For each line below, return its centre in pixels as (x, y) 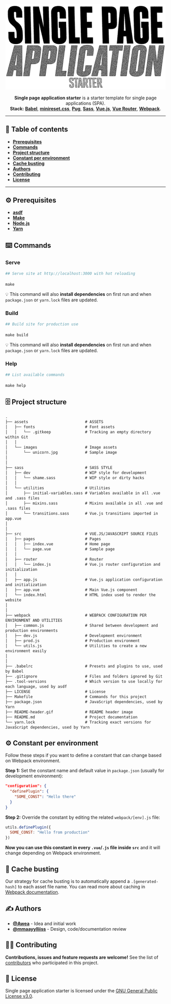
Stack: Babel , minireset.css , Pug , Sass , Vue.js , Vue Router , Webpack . (85, 108)
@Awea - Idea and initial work (44, 924)
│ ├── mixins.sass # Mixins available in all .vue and (84, 504)
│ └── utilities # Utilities (58, 488)
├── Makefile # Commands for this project (76, 697)
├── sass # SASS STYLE (59, 468)
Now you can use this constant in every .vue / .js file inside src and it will (83, 848)
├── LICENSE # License (55, 692)
